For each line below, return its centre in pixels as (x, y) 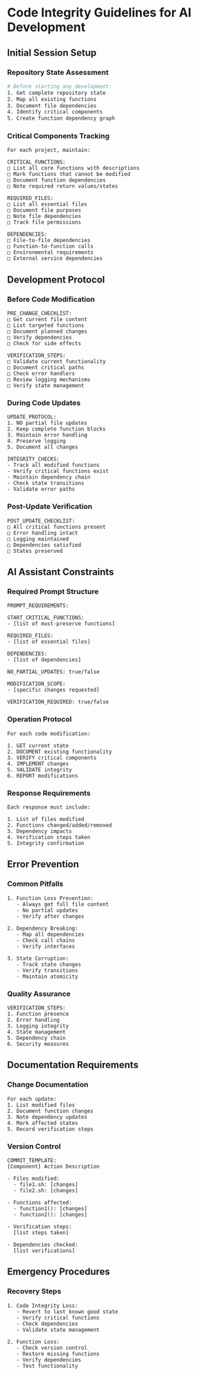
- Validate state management (58, 1330)
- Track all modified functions (53, 466)
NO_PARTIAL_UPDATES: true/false (53, 672)
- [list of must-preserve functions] (61, 624)
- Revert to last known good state (67, 1311)
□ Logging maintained (38, 539)
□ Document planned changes (47, 331)
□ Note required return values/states (63, 186)
